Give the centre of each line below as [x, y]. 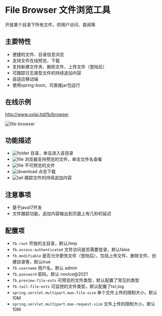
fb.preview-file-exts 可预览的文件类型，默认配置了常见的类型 [76, 280]
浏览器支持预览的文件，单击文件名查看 [63, 159]
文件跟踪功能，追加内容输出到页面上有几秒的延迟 [62, 214]
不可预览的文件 [40, 166]
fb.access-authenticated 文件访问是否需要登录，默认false [71, 249]
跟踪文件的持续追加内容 [48, 178]
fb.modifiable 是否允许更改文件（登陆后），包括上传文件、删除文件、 [82, 256]
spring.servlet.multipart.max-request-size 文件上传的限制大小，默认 [84, 304]
